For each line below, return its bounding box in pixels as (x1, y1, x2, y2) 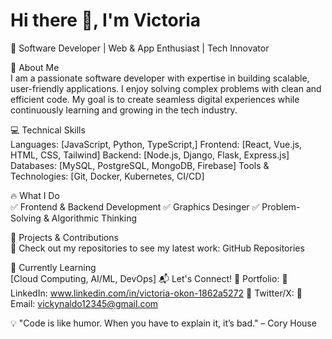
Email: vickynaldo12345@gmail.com (10, 297, 159, 309)
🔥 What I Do (10, 189, 60, 201)
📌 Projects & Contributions (10, 231, 119, 243)
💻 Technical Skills (10, 124, 86, 136)
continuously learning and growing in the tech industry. (10, 104, 238, 116)
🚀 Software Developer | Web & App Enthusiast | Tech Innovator (10, 42, 270, 54)
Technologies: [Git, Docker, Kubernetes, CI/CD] (10, 170, 205, 182)
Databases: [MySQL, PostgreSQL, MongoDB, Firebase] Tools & (10, 159, 270, 171)
